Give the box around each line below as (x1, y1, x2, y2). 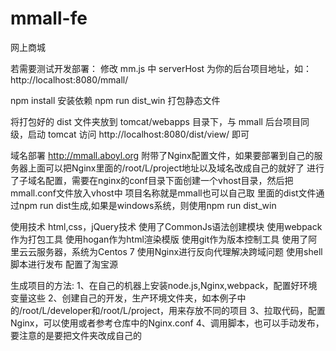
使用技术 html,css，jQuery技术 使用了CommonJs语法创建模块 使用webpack (10, 220, 323, 232)
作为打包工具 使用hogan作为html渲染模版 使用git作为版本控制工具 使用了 (10, 233, 309, 245)
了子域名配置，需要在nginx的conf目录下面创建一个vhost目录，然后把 (10, 174, 294, 186)
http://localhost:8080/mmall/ (10, 73, 129, 86)
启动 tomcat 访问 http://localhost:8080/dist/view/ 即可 (27, 128, 250, 140)
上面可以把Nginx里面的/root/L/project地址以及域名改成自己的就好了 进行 (27, 162, 325, 174)
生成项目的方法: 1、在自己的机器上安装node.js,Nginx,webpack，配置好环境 (10, 279, 318, 291)
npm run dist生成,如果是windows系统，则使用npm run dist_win (18, 199, 277, 211)
